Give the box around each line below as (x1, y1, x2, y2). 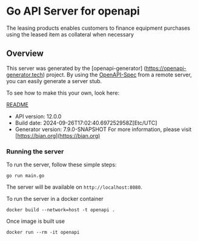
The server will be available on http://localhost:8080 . (6, 183, 142, 191)
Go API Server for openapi (6, 4, 140, 18)
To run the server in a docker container (6, 195, 104, 203)
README (6, 101, 29, 108)
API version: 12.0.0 (15, 112, 62, 120)
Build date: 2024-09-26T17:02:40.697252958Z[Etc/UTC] (15, 119, 157, 126)
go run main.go (6, 173, 45, 179)
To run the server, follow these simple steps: (6, 161, 117, 168)
